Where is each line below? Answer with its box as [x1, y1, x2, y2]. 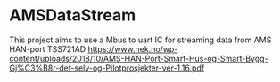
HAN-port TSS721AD [9, 43, 86, 54]
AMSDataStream [9, 5, 136, 26]
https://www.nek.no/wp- [87, 43, 178, 54]
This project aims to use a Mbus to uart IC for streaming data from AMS [9, 34, 272, 45]
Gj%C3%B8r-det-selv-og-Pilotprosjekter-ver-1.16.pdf [9, 63, 205, 73]
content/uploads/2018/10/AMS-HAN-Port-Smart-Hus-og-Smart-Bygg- [9, 53, 269, 63]
